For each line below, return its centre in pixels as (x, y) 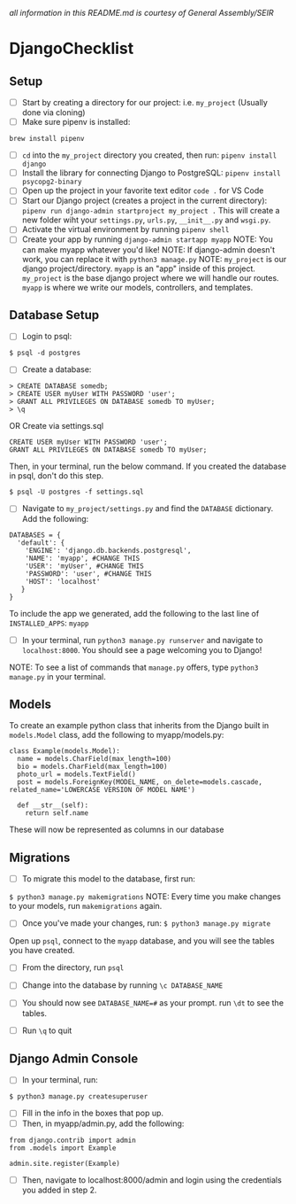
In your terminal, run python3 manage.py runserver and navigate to (142, 640)
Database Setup (54, 315)
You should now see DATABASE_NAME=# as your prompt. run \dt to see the (153, 1003)
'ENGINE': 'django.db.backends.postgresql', (108, 550)
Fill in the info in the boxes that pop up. (93, 1113)
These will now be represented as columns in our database (117, 830)
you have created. (42, 951)
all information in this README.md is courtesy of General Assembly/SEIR (141, 13)
